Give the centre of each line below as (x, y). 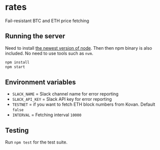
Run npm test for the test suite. (36, 142)
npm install (17, 62)
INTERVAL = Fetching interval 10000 (47, 115)
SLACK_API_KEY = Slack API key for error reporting (62, 99)
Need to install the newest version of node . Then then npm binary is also (79, 48)
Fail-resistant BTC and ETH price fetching (47, 21)
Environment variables (41, 82)
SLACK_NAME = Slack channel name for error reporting (65, 94)
